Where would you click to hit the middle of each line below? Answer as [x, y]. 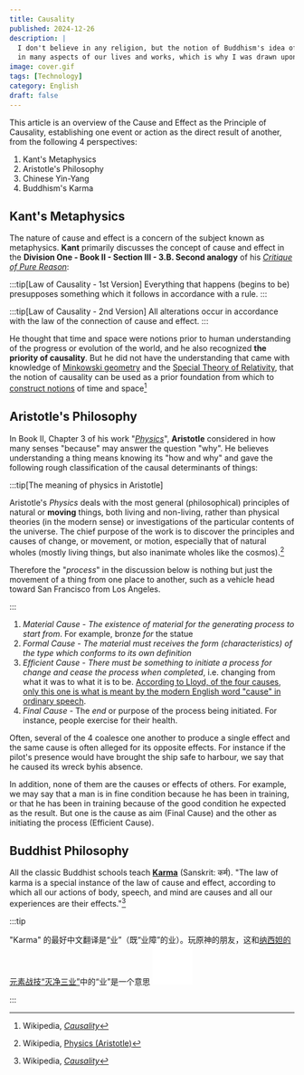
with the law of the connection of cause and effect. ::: [109, 321]
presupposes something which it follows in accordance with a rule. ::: [138, 294]
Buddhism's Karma [58, 188]
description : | [38, 38]
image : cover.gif [42, 67]
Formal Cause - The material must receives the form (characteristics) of [157, 643]
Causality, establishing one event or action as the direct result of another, [146, 132]
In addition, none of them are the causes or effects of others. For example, [148, 784]
